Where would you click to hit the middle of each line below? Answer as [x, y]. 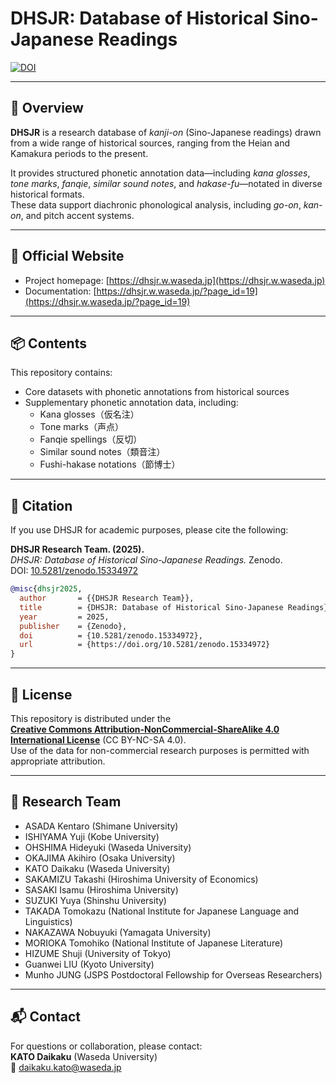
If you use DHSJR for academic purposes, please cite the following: [149, 530]
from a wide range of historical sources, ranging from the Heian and [150, 143]
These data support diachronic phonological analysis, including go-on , [156, 204]
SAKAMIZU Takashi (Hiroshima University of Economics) [141, 879]
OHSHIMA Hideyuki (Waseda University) [108, 847]
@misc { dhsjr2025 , [46, 589]
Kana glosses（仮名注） [89, 414]
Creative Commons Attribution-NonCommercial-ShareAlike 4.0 [145, 729]
